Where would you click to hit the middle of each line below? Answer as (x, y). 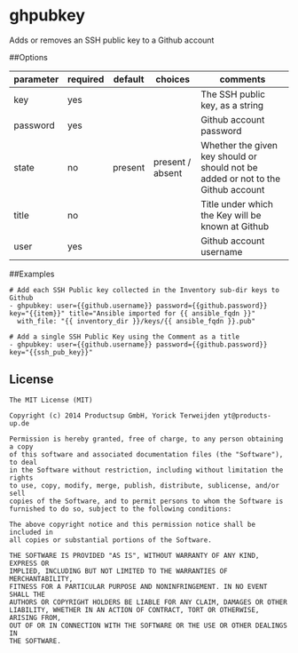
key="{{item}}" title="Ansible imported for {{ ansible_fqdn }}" (132, 313)
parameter (36, 79)
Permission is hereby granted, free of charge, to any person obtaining (146, 439)
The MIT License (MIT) (51, 400)
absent (168, 172)
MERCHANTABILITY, (41, 578)
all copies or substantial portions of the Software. (111, 540)
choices (173, 79)
